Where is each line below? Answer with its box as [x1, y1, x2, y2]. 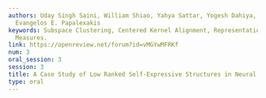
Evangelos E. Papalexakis [15, 19, 101, 27]
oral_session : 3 [8, 56, 62, 64]
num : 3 [8, 48, 30, 56]
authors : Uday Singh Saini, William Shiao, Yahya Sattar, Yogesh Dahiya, [8, 11, 257, 20]
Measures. [15, 33, 47, 42]
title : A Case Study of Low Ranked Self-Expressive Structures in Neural [8, 70, 257, 78]
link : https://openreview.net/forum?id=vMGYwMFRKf [8, 41, 179, 49]
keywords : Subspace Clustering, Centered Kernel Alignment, [8, 26, 211, 34]
